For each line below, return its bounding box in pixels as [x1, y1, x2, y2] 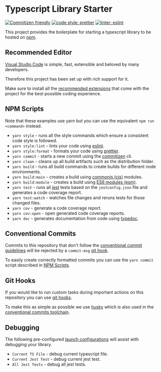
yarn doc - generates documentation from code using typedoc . [12, 215, 139, 221]
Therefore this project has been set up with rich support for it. [5, 76, 129, 82]
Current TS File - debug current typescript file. [12, 351, 108, 357]
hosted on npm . [5, 34, 36, 40]
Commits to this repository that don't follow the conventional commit [5, 243, 143, 248]
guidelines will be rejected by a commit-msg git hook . [5, 248, 109, 253]
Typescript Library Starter [5, 3, 113, 15]
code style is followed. [12, 138, 57, 144]
